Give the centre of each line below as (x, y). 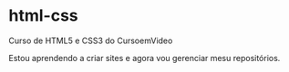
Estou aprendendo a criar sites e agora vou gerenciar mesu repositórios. (144, 58)
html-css (43, 16)
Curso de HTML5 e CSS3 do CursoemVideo (91, 40)
